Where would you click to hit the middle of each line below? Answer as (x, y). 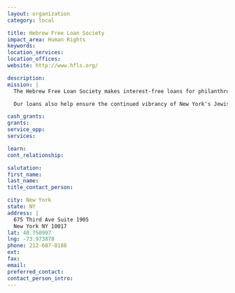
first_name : (24, 175)
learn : (17, 149)
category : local (31, 20)
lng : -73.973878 (31, 239)
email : (17, 265)
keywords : (22, 46)
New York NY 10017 (41, 226)
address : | (23, 213)
